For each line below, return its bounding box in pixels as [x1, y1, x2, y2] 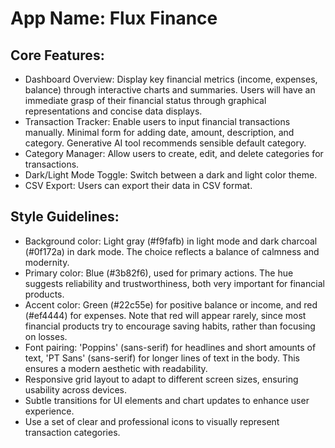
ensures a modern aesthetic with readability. [24, 362, 208, 374]
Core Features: [10, 47, 105, 64]
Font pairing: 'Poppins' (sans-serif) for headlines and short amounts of [24, 341, 317, 353]
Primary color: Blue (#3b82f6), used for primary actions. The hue [24, 267, 294, 279]
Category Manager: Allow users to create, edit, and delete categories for [24, 148, 324, 159]
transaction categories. [24, 426, 121, 438]
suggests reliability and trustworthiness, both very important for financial [24, 277, 325, 289]
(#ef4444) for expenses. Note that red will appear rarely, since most [24, 309, 307, 321]
